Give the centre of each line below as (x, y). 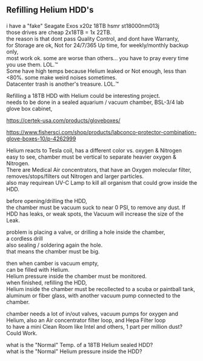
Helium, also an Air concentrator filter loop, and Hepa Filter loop (86, 320)
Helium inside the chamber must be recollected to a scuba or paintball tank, (101, 289)
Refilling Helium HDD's (50, 10)
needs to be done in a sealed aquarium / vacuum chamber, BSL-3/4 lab (95, 102)
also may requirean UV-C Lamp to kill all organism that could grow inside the (102, 183)
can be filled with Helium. (38, 270)
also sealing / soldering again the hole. (55, 245)
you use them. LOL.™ (32, 65)
